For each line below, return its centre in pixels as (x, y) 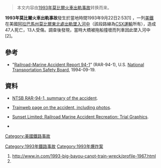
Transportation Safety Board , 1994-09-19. (54, 70)
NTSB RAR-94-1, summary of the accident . (55, 98)
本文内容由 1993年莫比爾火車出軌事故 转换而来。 (64, 7)
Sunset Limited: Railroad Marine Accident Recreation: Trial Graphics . (80, 117)
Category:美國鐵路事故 (28, 136)
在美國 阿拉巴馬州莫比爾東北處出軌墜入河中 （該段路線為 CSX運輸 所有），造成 (80, 24)
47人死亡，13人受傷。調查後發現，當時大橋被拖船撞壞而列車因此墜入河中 (78, 30)
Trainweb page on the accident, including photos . (62, 107)
